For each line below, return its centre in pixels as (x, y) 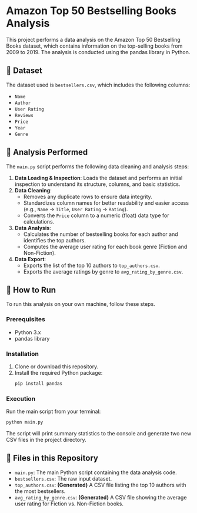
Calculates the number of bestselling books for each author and (101, 234)
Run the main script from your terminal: (54, 412)
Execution (21, 398)
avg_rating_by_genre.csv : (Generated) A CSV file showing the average (101, 497)
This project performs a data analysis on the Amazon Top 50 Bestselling (93, 39)
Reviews (24, 115)
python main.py (25, 422)
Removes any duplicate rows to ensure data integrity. (88, 196)
